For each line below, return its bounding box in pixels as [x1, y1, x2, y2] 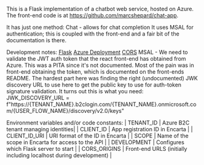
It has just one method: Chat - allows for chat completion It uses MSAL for [6, 24, 194, 31]
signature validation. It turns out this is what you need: [6, 88, 144, 94]
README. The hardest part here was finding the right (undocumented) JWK [6, 75, 198, 82]
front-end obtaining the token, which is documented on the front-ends [6, 68, 184, 75]
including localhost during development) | [6, 152, 112, 159]
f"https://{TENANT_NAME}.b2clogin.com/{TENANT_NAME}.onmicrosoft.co [6, 101, 197, 108]
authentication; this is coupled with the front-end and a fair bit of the [6, 30, 179, 37]
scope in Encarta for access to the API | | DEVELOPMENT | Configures [6, 139, 184, 146]
